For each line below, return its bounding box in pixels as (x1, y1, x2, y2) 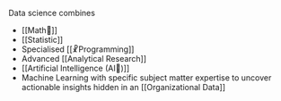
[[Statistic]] (21, 35, 64, 45)
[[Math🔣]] (21, 25, 57, 35)
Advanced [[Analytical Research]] (21, 54, 147, 63)
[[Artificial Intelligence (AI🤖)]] (21, 63, 130, 73)
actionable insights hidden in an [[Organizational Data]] (21, 82, 226, 92)
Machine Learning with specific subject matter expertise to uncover (21, 72, 272, 83)
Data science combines (8, 8, 96, 18)
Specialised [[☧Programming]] (21, 44, 135, 55)
